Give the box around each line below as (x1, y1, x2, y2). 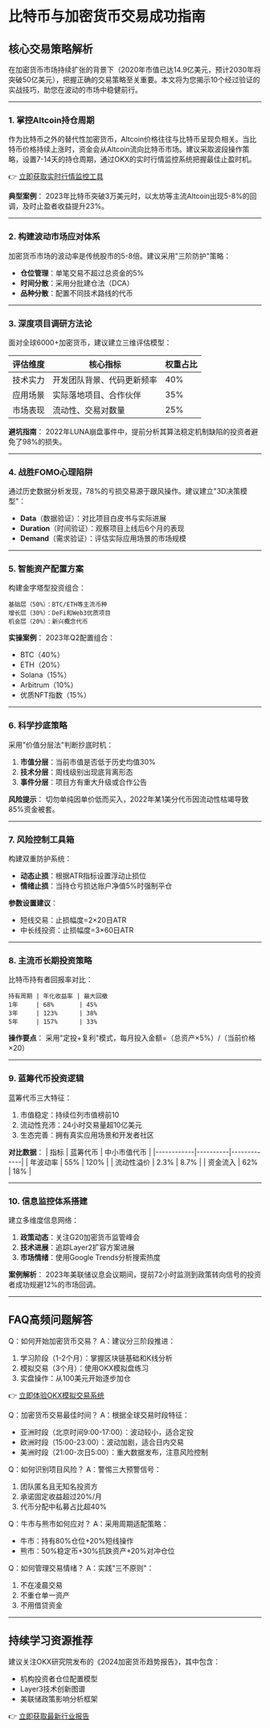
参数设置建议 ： (8, 898, 58, 908)
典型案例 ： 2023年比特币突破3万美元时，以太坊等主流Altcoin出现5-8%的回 (8, 191, 257, 201)
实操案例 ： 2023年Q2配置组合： (8, 633, 115, 643)
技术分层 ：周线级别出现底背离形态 (19, 767, 133, 777)
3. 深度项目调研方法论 (8, 317, 92, 329)
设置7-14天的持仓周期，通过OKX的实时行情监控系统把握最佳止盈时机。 (22, 155, 256, 164)
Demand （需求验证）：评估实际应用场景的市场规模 (19, 533, 186, 544)
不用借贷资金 (19, 1600, 63, 1610)
